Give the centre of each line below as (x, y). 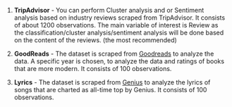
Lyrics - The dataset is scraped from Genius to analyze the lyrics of (112, 82)
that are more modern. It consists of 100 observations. (93, 69)
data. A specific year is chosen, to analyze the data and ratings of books (119, 61)
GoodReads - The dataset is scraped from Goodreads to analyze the (114, 53)
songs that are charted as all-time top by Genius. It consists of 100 (110, 90)
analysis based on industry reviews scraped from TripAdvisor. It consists (120, 18)
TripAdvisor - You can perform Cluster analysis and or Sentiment (109, 10)
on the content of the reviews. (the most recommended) (96, 40)
